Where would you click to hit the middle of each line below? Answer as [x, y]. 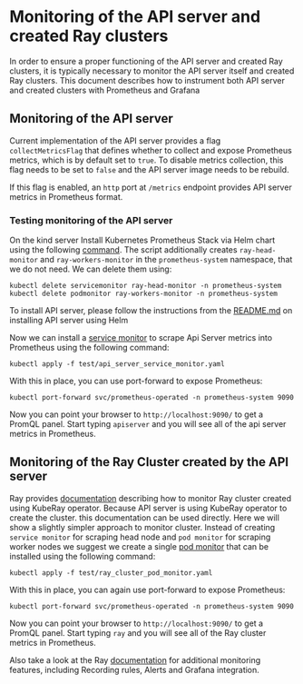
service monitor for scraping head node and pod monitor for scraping [140, 537]
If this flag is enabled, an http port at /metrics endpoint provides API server [151, 187]
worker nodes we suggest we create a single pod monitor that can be [139, 546]
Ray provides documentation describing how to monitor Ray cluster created [151, 498]
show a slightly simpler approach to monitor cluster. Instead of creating [142, 527]
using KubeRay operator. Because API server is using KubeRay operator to [148, 508]
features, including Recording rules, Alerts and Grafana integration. [135, 669]
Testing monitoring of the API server [91, 220]
